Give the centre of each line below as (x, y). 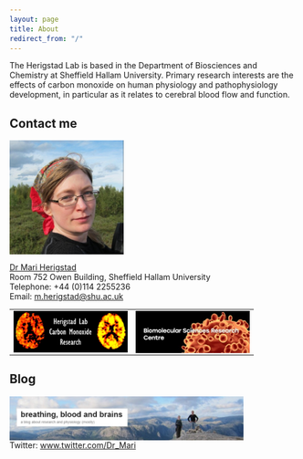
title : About (34, 29)
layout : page (34, 19)
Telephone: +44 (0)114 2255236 (70, 287)
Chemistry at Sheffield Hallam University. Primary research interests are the (151, 75)
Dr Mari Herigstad (43, 267)
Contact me (43, 123)
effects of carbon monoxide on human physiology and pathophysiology (144, 85)
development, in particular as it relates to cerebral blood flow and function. (150, 95)
